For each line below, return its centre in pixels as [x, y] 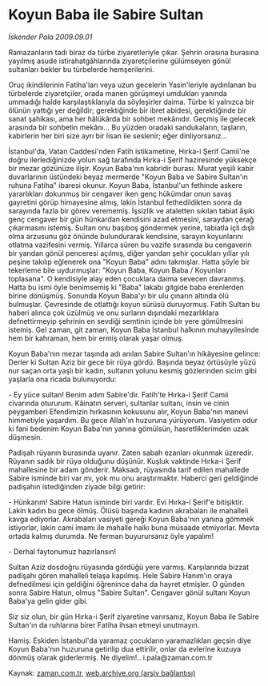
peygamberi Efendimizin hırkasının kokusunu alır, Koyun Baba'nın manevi [128, 411]
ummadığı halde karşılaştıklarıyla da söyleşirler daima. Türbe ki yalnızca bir [131, 102]
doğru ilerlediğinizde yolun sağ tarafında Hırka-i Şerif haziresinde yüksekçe [133, 160]
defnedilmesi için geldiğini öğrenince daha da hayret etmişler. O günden [127, 584]
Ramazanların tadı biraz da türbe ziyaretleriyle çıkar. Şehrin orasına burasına [134, 52]
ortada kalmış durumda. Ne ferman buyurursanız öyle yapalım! [111, 536]
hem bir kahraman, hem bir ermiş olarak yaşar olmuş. [96, 338]
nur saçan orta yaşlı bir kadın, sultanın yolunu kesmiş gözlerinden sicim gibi [133, 370]
